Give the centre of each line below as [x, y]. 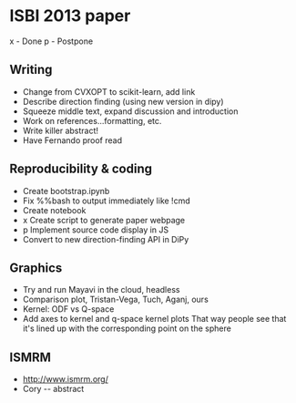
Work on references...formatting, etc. [92, 120]
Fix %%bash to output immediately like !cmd [106, 201]
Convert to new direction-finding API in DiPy [106, 239]
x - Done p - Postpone [51, 41]
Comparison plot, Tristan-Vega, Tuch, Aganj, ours [116, 300]
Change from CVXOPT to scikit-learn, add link [109, 91]
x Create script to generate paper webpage [104, 220]
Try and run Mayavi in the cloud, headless [101, 290]
